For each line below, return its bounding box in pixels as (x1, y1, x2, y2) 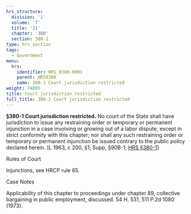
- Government (11, 52, 43, 58)
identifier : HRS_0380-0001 (16, 69, 83, 75)
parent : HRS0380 (16, 74, 57, 80)
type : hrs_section (6, 42, 51, 48)
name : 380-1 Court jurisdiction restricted (16, 80, 125, 86)
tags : (6, 47, 19, 53)
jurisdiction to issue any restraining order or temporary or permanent (6, 118, 173, 126)
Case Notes (6, 178, 35, 185)
